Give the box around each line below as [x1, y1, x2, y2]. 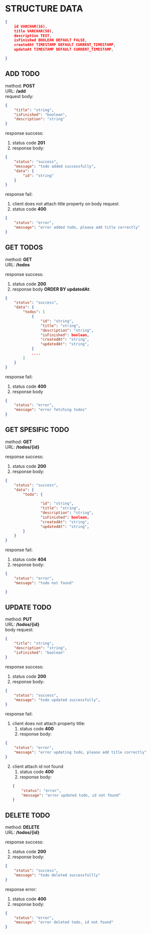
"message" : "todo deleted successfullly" [14, 873, 100, 878]
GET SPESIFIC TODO [5, 425, 69, 434]
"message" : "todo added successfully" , [14, 164, 96, 169]
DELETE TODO [5, 811, 50, 820]
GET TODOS [5, 243, 43, 252]
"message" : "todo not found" [14, 580, 74, 585]
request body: [5, 93, 34, 99]
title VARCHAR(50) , [14, 28, 54, 34]
